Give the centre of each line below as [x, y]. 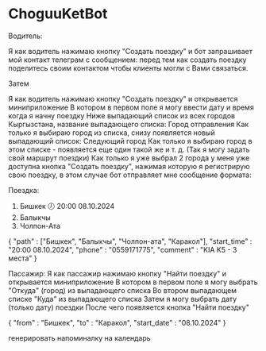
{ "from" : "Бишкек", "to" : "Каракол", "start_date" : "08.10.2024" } [117, 322]
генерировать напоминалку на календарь [79, 337]
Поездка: [24, 190]
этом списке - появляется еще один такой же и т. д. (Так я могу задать [129, 149]
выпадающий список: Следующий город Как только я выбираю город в [130, 141]
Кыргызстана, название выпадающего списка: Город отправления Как [129, 124]
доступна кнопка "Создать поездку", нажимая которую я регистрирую [129, 166]
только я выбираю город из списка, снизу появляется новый [112, 133]
